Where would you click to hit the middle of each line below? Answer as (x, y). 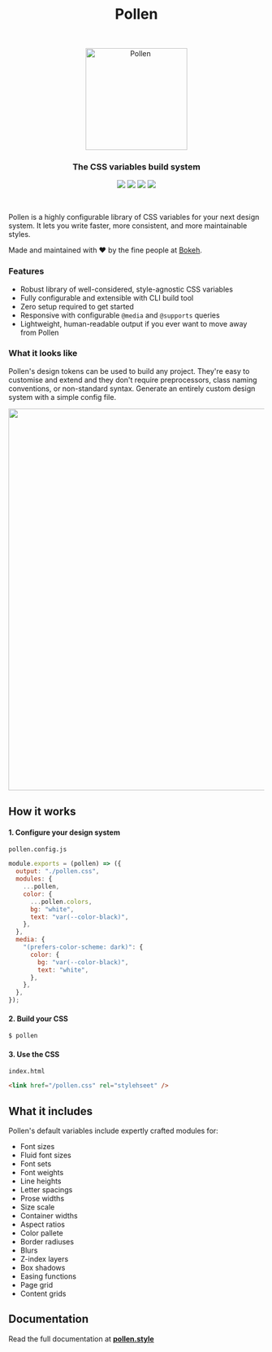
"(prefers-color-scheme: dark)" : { (83, 947)
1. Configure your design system (64, 832)
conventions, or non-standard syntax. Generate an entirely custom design (132, 388)
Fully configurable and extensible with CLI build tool (107, 297)
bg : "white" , (52, 909)
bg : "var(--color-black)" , (83, 962)
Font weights (42, 1173)
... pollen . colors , (61, 902)
